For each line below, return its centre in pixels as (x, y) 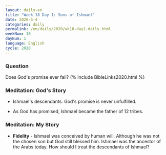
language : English (25, 43)
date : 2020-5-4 (22, 19)
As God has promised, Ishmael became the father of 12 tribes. (78, 112)
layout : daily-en (24, 10)
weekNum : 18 (18, 34)
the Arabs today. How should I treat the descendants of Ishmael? (81, 147)
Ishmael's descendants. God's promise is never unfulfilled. (75, 102)
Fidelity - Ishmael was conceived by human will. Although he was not (86, 136)
